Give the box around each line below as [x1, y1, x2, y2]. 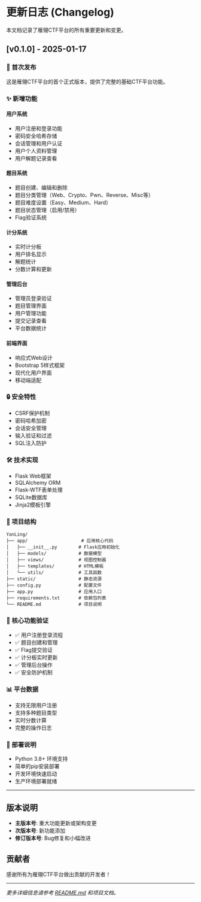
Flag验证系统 [14, 214, 47, 221]
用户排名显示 [14, 251, 47, 258]
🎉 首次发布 [6, 63, 37, 72]
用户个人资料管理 [14, 147, 57, 154]
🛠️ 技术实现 [6, 455, 39, 464]
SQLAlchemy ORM [14, 479, 61, 487]
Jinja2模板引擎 [14, 501, 51, 509]
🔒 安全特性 [6, 393, 36, 401]
